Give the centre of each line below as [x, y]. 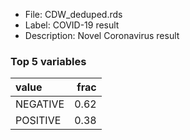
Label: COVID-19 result [72, 25]
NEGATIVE [40, 104]
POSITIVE [38, 121]
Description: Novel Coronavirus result [102, 35]
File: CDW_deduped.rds [73, 14]
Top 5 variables [48, 61]
